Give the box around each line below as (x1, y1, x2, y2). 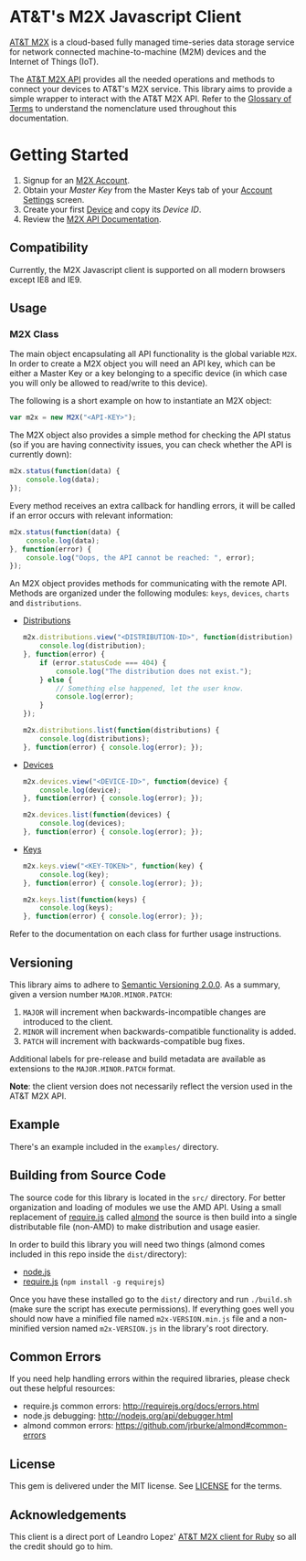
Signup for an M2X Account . (22, 174, 131, 185)
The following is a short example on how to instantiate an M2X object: (9, 396, 272, 406)
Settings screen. (22, 194, 85, 205)
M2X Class (9, 328, 59, 340)
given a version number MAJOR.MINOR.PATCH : (9, 988, 173, 999)
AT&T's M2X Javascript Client (9, 6, 242, 27)
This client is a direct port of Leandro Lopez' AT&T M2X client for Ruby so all (9, 1532, 297, 1542)
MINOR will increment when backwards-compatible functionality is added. (22, 1026, 297, 1037)
